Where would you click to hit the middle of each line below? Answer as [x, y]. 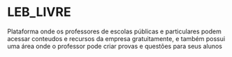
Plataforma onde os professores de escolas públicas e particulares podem [114, 31]
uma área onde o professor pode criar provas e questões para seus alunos [115, 46]
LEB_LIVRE [39, 12]
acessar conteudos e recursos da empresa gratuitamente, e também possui [116, 38]
